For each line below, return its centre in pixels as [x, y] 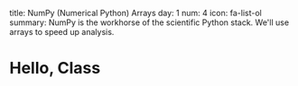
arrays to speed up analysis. [62, 32]
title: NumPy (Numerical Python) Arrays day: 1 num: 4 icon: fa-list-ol [135, 13]
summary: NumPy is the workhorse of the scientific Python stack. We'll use [149, 22]
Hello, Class [55, 69]
